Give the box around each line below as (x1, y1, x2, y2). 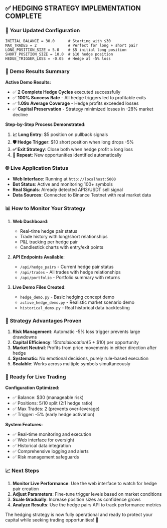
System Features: (5, 422, 43, 428)
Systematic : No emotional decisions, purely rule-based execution (12, 355, 149, 361)
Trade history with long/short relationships (20, 233, 108, 239)
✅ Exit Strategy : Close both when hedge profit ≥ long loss (12, 146, 133, 152)
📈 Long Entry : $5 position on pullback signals (12, 131, 108, 138)
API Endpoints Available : (12, 254, 65, 260)
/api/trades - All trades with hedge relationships (20, 269, 121, 275)
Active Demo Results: (5, 79, 51, 85)
